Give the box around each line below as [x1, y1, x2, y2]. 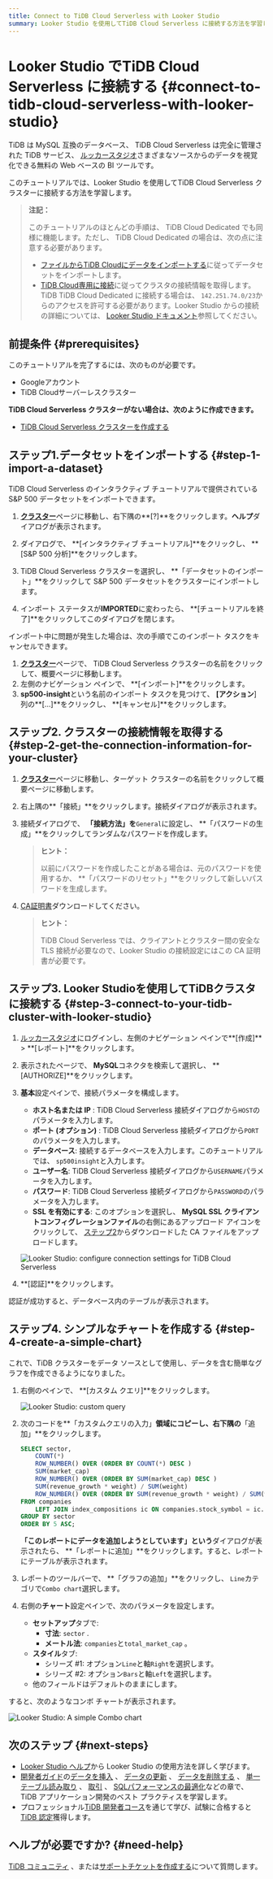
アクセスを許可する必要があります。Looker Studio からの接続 [54, 301, 260, 310]
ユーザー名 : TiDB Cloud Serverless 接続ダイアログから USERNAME [32, 1165, 244, 1175]
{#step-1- [210, 448, 262, 462]
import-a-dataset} [8, 461, 104, 475]
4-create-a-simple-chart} [8, 1335, 143, 1349]
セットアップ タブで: [32, 1618, 99, 1628]
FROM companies [19, 1497, 72, 1506]
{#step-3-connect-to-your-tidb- [63, 997, 233, 1011]
